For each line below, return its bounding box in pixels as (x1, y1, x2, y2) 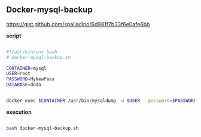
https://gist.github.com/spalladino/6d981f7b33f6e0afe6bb (6, 20, 150, 27)
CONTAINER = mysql (6, 65, 47, 71)
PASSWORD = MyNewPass (6, 76, 55, 82)
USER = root (6, 71, 31, 77)
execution (6, 108, 32, 116)
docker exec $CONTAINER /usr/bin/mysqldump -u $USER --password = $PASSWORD (6, 98, 197, 104)
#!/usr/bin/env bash (6, 49, 58, 55)
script (6, 32, 22, 39)
